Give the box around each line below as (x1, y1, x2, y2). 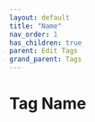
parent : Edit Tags (9, 47, 78, 56)
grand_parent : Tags (9, 55, 82, 64)
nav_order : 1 (9, 30, 58, 39)
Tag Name (9, 93, 87, 114)
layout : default (9, 13, 70, 22)
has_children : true (9, 38, 82, 48)
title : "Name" (9, 22, 63, 30)
